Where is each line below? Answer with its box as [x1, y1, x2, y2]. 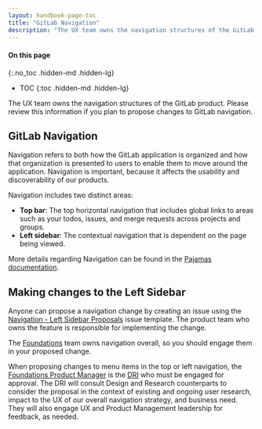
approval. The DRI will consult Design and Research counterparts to [8, 379, 227, 388]
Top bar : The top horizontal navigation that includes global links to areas [19, 206, 254, 215]
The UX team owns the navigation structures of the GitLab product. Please [8, 98, 249, 108]
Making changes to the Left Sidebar [8, 285, 186, 299]
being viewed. [19, 239, 65, 248]
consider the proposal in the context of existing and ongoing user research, [8, 387, 253, 397]
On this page [8, 50, 51, 60]
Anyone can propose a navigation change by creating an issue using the [8, 306, 242, 316]
